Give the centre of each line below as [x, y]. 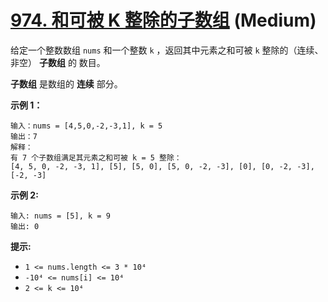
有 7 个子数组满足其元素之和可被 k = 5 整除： [96, 157]
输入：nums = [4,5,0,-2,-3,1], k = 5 [86, 126]
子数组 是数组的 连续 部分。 [66, 83]
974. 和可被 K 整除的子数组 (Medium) [163, 20]
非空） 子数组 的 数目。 [58, 62]
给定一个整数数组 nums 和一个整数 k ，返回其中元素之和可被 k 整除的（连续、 [167, 50]
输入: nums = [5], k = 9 [60, 216]
